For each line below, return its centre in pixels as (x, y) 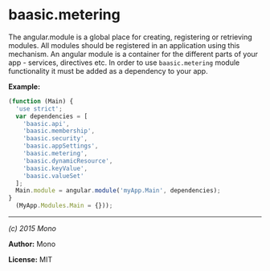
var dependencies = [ (52, 116)
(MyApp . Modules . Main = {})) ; (64, 206)
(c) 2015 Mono (32, 229)
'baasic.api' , (46, 123)
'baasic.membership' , (59, 131)
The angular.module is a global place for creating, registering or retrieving (131, 37)
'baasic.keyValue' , (55, 168)
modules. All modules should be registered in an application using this (124, 45)
